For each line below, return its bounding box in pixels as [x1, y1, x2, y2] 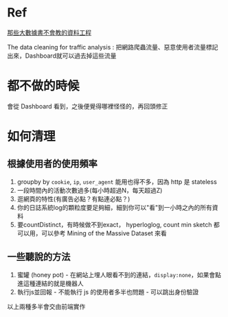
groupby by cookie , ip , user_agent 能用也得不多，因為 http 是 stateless [16, 177, 218, 186]
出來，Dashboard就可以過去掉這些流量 [7, 51, 117, 60]
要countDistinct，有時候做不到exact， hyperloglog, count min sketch [16, 220, 212, 228]
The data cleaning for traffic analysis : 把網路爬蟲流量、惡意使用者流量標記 [7, 43, 218, 51]
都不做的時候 [7, 78, 80, 94]
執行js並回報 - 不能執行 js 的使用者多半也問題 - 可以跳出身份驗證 [16, 287, 199, 296]
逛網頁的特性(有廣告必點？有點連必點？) [16, 194, 130, 203]
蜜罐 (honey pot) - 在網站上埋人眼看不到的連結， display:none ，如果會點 [16, 270, 222, 279]
